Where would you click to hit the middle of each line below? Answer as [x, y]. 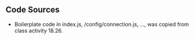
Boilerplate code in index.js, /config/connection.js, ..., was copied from [102, 24]
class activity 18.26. [39, 30]
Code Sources [33, 10]
